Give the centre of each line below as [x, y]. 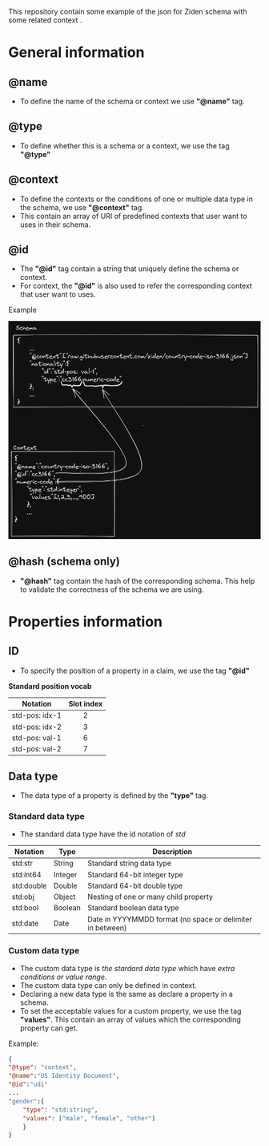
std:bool [25, 908]
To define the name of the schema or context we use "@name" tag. [132, 101]
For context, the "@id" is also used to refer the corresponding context [136, 286]
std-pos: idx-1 [37, 715]
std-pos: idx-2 [37, 727]
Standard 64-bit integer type [135, 874]
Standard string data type [130, 863]
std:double [29, 885]
